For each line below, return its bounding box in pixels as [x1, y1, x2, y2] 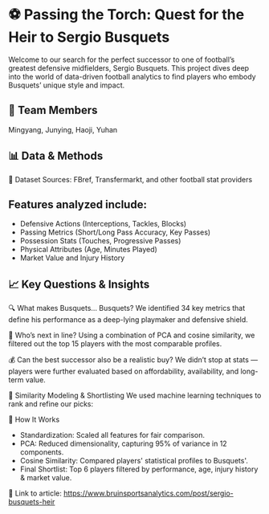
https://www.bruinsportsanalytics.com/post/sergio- [63, 488, 234, 498]
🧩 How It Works [8, 414, 60, 425]
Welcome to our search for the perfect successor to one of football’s [8, 55, 235, 64]
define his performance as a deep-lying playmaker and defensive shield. [8, 315, 249, 324]
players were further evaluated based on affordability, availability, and [8, 366, 239, 377]
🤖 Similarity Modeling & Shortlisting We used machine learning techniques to [8, 390, 262, 401]
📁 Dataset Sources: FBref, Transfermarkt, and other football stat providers [8, 174, 253, 184]
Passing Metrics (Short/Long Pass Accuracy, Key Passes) [19, 227, 211, 237]
